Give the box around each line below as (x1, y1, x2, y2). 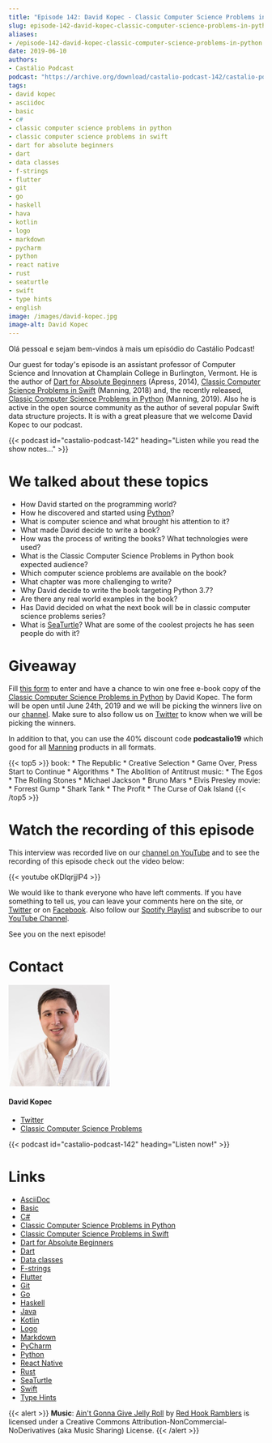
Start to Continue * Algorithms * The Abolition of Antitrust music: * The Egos (8, 766, 263, 776)
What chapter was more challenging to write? (19, 577, 172, 587)
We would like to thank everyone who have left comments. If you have (8, 887, 242, 897)
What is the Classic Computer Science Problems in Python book (19, 551, 235, 561)
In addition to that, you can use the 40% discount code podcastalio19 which (8, 734, 264, 743)
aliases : (8, 30, 38, 38)
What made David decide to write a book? (19, 525, 160, 535)
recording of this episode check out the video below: (8, 856, 185, 866)
